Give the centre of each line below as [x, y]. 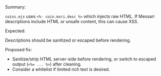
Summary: [15, 7]
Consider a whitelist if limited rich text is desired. [61, 69]
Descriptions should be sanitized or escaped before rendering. [68, 40]
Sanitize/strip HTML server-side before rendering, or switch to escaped [84, 59]
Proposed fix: [19, 50]
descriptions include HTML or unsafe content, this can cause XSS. [72, 22]
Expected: [15, 31]
